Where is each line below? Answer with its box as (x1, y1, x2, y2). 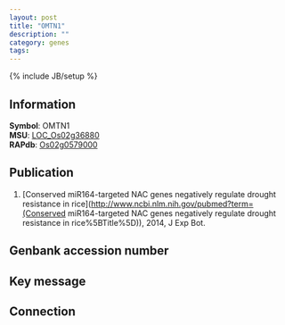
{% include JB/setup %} (9, 71, 98, 81)
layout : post (9, 12, 58, 22)
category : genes (9, 37, 69, 47)
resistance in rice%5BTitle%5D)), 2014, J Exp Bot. (21, 217, 207, 228)
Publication (9, 165, 74, 180)
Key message (9, 273, 86, 288)
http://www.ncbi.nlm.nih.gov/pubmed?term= (90, 198, 254, 209)
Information (9, 96, 77, 112)
